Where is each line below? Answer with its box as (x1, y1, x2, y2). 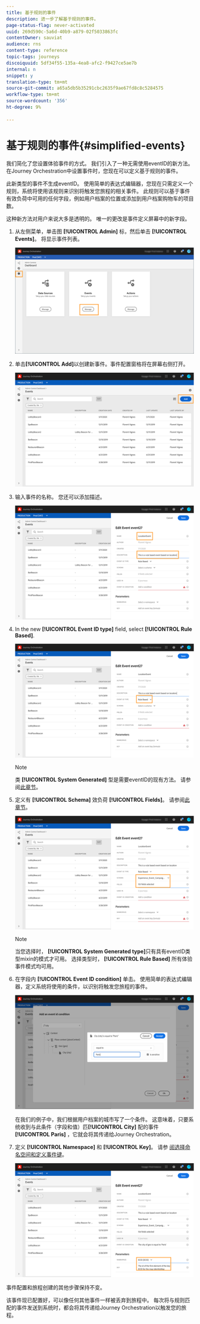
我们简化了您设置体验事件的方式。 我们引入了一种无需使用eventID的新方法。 (6, 160, 193, 167)
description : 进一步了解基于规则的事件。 (6, 16, 99, 22)
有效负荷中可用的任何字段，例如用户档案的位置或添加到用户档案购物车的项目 (6, 195, 194, 202)
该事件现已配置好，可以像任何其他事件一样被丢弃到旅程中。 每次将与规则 (6, 1297, 185, 1304)
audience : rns (6, 41, 42, 47)
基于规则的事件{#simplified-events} (6, 139, 186, 152)
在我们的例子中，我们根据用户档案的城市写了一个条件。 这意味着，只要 (14, 1116, 189, 1123)
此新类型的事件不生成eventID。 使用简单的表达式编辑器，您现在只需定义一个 (6, 180, 193, 187)
